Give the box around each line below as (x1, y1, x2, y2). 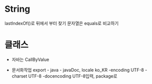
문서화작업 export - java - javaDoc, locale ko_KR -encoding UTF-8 (11, 67, 144, 73)
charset (11, 73, 27, 79)
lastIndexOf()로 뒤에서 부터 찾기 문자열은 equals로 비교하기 (4, 20, 119, 26)
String (4, 3, 30, 15)
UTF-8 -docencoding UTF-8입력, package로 (28, 73, 118, 79)
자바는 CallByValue (11, 56, 50, 62)
